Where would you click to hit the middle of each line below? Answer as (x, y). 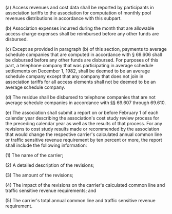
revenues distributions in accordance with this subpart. (64, 18)
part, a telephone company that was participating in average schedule (79, 65)
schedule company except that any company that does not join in (74, 76)
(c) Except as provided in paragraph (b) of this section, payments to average (86, 49)
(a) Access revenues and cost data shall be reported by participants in (80, 7)
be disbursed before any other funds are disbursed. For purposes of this (82, 60)
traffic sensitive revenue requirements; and (51, 190)
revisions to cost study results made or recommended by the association (82, 129)
